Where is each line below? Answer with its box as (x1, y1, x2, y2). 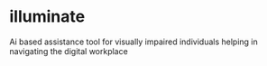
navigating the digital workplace (9, 45, 128, 56)
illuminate (9, 6, 86, 27)
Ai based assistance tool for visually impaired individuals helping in (9, 36, 259, 47)
